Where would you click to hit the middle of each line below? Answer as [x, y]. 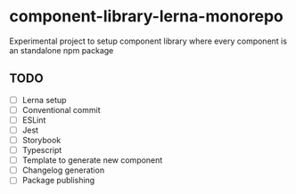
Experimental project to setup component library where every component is [148, 41]
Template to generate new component [92, 160]
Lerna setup [44, 100]
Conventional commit [61, 109]
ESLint [34, 120]
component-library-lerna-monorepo [146, 16]
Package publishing [58, 181]
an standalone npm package [62, 50]
